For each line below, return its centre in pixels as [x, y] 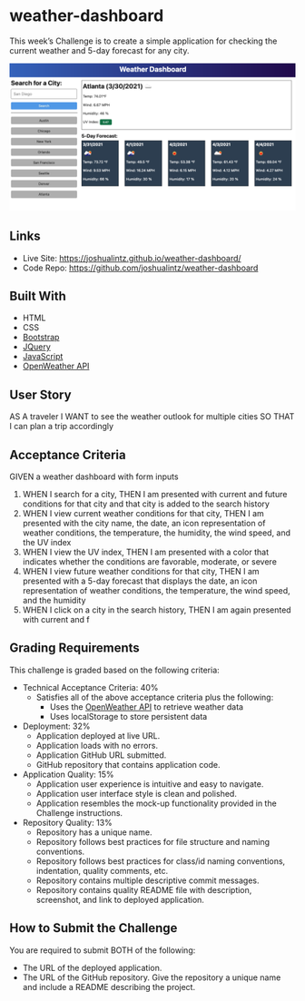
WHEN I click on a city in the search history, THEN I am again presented [157, 610]
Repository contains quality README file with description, [144, 889]
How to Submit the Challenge [93, 928]
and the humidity [54, 601]
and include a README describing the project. [109, 986]
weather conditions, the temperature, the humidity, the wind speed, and [157, 533]
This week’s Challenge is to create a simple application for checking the [143, 41]
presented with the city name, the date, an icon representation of [144, 524]
